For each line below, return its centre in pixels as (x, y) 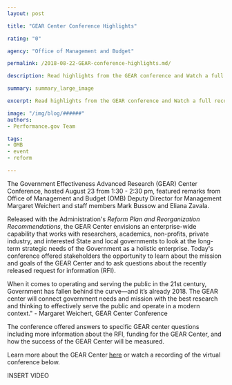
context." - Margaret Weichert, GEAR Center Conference (87, 313)
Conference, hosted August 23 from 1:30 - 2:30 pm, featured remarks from (114, 191)
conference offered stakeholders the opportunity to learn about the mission (115, 256)
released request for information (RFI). (61, 270)
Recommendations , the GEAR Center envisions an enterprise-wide (102, 226)
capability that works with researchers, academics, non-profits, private (108, 234)
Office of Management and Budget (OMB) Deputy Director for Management (115, 198)
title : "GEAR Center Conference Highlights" (72, 26)
